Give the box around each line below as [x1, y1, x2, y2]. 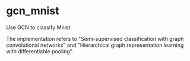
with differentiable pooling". [6, 47, 74, 54]
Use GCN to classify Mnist [6, 24, 71, 31]
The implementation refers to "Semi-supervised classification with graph [6, 35, 184, 42]
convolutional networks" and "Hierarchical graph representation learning [6, 41, 184, 49]
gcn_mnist [6, 4, 59, 18]
